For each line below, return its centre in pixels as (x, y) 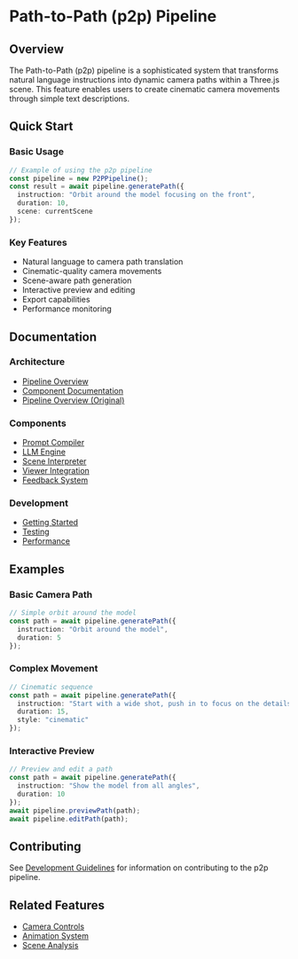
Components (38, 423)
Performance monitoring (67, 309)
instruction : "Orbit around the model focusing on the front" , (136, 195)
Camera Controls (53, 927)
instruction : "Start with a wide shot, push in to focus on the (138, 704)
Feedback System (55, 480)
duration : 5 (39, 637)
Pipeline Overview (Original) (73, 400)
